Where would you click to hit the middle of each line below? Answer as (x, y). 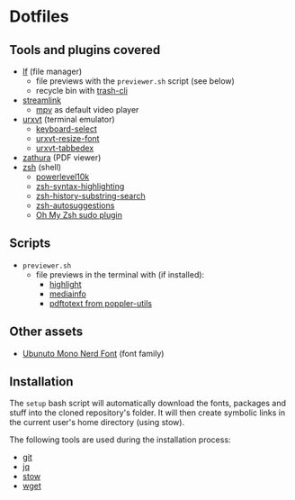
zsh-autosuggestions (75, 205)
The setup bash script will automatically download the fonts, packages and (147, 404)
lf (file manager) (52, 71)
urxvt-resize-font (67, 138)
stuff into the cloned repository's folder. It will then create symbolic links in (147, 413)
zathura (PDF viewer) (62, 158)
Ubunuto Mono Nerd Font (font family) (93, 353)
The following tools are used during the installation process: (120, 440)
